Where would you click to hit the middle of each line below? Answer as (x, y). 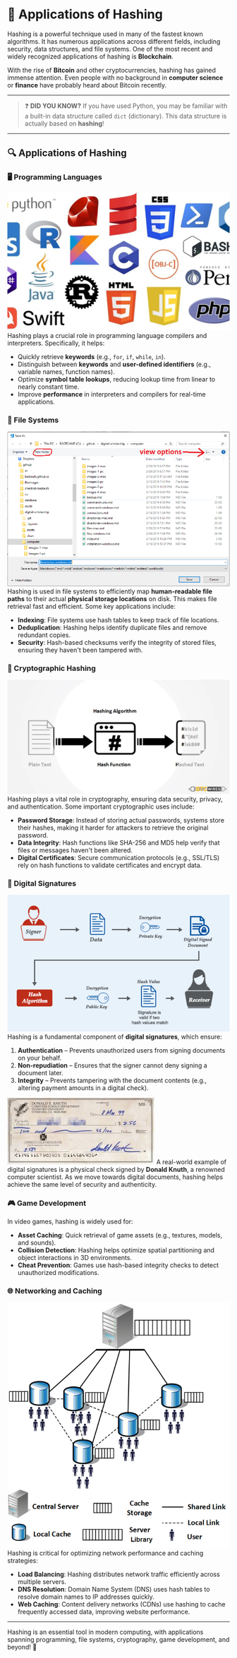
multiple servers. (42, 1581)
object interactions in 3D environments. (75, 1257)
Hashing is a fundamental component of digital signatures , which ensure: (115, 1037)
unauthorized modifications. (58, 1272)
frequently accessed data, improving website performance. (104, 1611)
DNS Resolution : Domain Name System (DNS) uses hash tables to (114, 1589)
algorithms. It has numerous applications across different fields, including (114, 41)
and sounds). (37, 1242)
